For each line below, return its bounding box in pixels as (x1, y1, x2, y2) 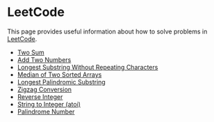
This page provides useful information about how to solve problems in (7, 27, 208, 36)
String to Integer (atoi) (17, 100, 81, 108)
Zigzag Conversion (17, 85, 72, 93)
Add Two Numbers (17, 55, 72, 63)
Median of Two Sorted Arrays (17, 70, 102, 79)
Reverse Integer (17, 92, 63, 101)
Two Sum (17, 48, 45, 56)
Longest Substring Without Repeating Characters (17, 63, 158, 71)
